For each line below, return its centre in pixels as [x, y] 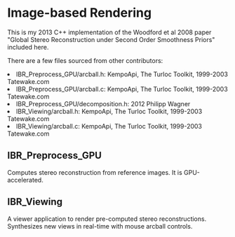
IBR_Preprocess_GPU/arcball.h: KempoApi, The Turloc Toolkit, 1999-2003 [122, 74]
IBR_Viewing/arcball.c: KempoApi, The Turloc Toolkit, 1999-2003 [109, 126]
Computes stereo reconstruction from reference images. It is [95, 172]
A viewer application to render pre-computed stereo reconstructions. [107, 219]
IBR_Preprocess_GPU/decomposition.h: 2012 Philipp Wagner [103, 103]
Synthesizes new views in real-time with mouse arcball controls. [100, 226]
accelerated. [25, 180]
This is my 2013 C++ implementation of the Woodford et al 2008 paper [109, 32]
